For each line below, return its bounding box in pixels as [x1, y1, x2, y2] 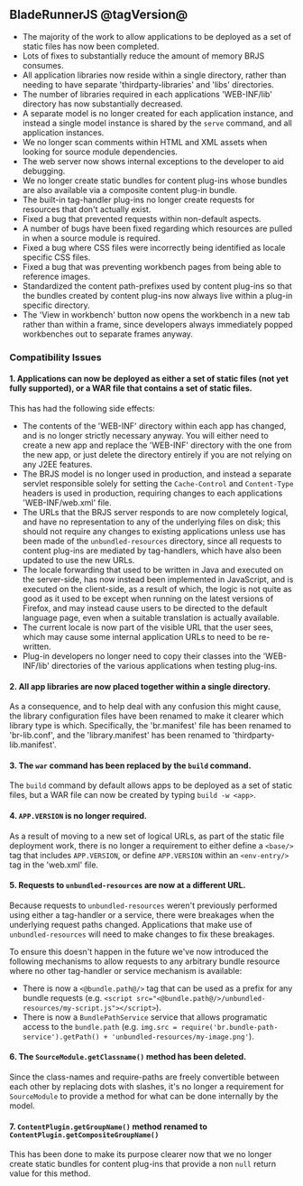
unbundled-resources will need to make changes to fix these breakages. [9, 929, 275, 940]
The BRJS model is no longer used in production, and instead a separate [22, 468, 292, 479]
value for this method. [9, 1168, 91, 1179]
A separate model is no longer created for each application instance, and [22, 107, 294, 118]
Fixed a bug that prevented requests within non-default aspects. [22, 213, 262, 224]
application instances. [22, 126, 105, 138]
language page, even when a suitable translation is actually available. [22, 612, 280, 623]
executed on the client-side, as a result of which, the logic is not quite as [22, 583, 292, 594]
